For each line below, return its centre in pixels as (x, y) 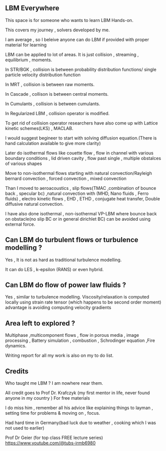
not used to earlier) (25, 428)
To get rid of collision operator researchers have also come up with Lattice (82, 123)
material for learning (26, 45)
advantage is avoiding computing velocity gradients (58, 307)
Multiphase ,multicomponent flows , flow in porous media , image (72, 335)
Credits (17, 371)
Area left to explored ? (40, 323)
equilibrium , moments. (29, 60)
